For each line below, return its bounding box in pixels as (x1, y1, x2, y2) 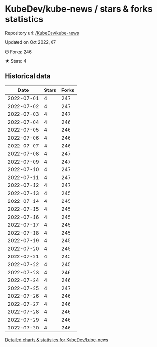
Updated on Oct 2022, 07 (5, 39, 56, 45)
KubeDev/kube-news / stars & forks (5, 3, 153, 15)
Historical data (5, 72, 51, 81)
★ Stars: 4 (5, 58, 27, 64)
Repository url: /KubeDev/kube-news (5, 30, 79, 36)
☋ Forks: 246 (5, 49, 32, 55)
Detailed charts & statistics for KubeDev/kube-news (5, 337, 108, 343)
